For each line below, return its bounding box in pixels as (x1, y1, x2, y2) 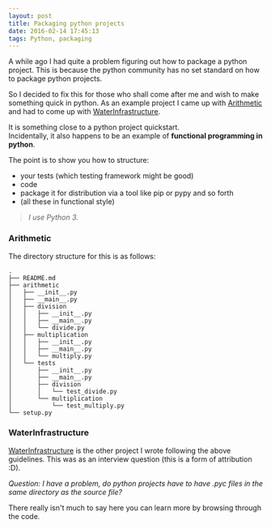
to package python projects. (8, 74, 103, 83)
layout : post (8, 11, 53, 20)
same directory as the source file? (8, 487, 123, 496)
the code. (8, 511, 40, 521)
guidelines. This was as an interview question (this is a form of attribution (8, 454, 252, 464)
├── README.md (8, 274, 57, 282)
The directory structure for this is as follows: (8, 251, 156, 261)
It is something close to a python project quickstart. (8, 122, 180, 132)
